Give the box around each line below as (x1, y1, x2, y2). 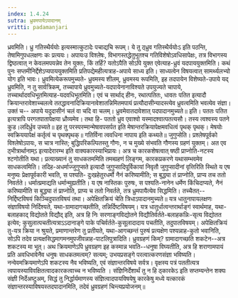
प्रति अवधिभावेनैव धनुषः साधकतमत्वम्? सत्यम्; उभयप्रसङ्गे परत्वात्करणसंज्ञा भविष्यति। (7, 250, 196, 259)
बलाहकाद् (7, 211, 28, 219)
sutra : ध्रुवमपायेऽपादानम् (7, 17, 61, 24)
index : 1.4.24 (7, 10, 50, 18)
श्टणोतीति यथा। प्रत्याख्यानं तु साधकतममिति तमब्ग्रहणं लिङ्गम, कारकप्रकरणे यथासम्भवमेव (7, 155, 202, 163)
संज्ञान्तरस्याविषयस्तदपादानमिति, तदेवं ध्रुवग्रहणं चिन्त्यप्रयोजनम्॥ (7, 282, 146, 291)
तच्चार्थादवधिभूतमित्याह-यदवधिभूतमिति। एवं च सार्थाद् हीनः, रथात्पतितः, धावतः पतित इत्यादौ (7, 91, 207, 99)
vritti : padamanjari (7, 23, 69, 31)
